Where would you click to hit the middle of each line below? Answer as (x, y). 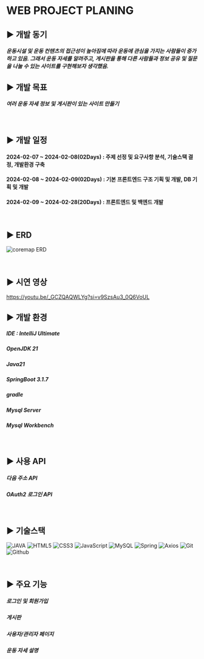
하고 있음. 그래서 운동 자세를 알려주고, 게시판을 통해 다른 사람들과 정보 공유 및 (96, 59)
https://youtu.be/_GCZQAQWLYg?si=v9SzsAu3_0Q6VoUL (78, 297)
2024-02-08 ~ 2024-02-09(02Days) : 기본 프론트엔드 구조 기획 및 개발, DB (99, 179)
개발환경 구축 (30, 164)
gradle (15, 395)
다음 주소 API (22, 478)
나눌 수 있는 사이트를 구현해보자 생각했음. (61, 66)
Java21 (16, 364)
